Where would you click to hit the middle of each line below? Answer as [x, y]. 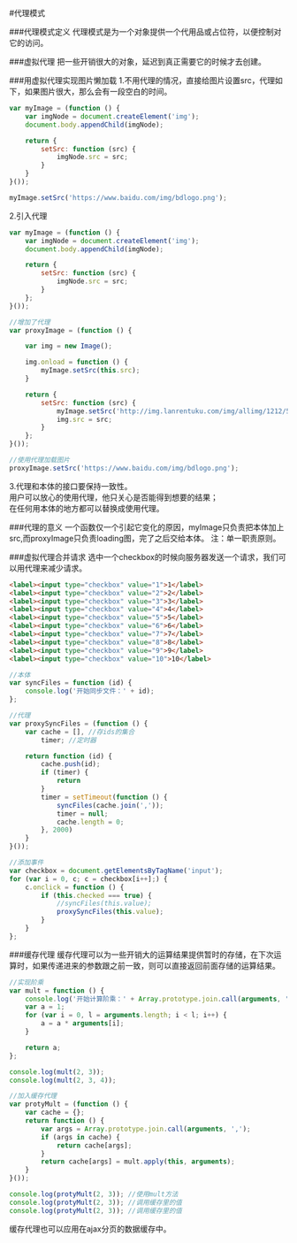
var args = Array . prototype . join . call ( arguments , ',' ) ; [146, 1129]
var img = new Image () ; [69, 346]
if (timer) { [65, 772]
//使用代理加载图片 [40, 460]
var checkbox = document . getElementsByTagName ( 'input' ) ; [116, 871]
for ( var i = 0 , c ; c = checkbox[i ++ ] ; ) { [88, 879]
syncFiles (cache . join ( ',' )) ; [110, 805]
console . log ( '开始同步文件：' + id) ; [90, 691]
